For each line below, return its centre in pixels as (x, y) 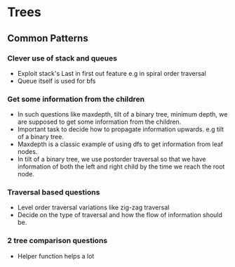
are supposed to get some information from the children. (99, 122)
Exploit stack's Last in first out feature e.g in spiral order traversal (112, 73)
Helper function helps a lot (56, 256)
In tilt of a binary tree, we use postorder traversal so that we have (112, 159)
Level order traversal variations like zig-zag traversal (93, 207)
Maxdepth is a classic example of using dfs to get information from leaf (120, 144)
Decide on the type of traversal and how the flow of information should (120, 215)
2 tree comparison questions (57, 241)
